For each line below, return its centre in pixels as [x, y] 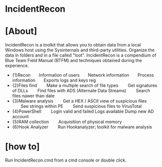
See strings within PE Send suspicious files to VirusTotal [81, 106]
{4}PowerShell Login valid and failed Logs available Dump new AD [83, 111]
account [20, 117]
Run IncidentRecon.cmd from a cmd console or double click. [66, 160]
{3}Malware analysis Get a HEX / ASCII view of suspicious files [80, 101]
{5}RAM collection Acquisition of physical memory [67, 122]
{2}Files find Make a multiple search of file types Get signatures [85, 85]
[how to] [22, 147]
